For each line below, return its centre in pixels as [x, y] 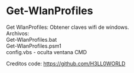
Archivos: [18, 33]
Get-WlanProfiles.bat [32, 39]
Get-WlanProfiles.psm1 [34, 46]
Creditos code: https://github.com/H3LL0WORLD [66, 64]
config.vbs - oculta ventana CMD [47, 52]
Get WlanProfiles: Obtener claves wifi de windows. [68, 27]
